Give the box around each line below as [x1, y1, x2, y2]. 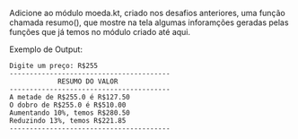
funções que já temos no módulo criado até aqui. [9, 27, 191, 37]
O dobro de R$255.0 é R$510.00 [9, 100, 127, 109]
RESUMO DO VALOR [57, 77, 118, 86]
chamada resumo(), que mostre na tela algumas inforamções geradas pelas [9, 17, 289, 28]
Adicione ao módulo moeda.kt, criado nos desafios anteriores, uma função [9, 8, 285, 18]
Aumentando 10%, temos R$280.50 [9, 109, 130, 117]
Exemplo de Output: [9, 44, 83, 55]
